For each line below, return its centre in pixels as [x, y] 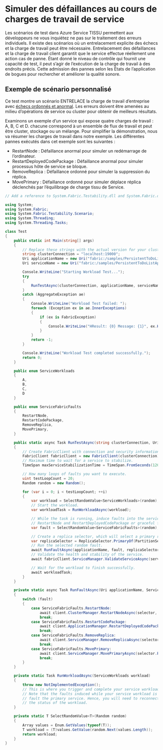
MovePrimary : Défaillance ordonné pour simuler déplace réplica [76, 182]
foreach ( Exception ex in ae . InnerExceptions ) [79, 308]
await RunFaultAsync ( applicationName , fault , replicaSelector [95, 550]
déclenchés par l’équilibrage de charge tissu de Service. [68, 187]
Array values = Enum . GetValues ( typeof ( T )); [67, 725]
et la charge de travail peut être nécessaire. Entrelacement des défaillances [81, 48]
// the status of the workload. [55, 703]
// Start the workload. [55, 506]
